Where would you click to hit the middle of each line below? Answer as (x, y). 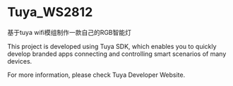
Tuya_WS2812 (50, 12)
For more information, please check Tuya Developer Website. (96, 75)
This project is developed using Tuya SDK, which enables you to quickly (112, 46)
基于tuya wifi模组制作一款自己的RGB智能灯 (70, 32)
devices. (20, 61)
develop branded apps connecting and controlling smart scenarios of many (117, 54)
